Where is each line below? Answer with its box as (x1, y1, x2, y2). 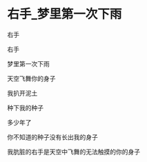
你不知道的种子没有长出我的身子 (7, 132, 98, 141)
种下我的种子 (7, 103, 43, 112)
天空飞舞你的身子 (7, 74, 56, 83)
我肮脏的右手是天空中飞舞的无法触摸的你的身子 (7, 148, 140, 156)
